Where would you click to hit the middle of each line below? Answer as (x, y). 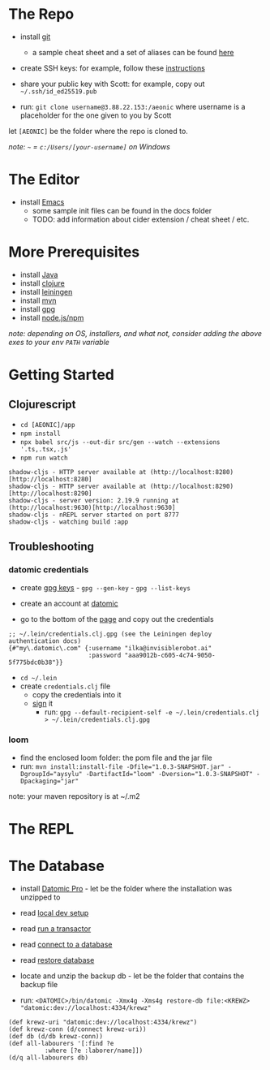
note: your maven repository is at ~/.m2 (74, 796)
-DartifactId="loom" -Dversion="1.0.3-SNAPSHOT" (169, 774)
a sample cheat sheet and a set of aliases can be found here (133, 52)
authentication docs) (45, 641)
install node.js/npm (52, 317)
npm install (40, 434)
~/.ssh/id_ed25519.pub (58, 91)
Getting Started (62, 375)
